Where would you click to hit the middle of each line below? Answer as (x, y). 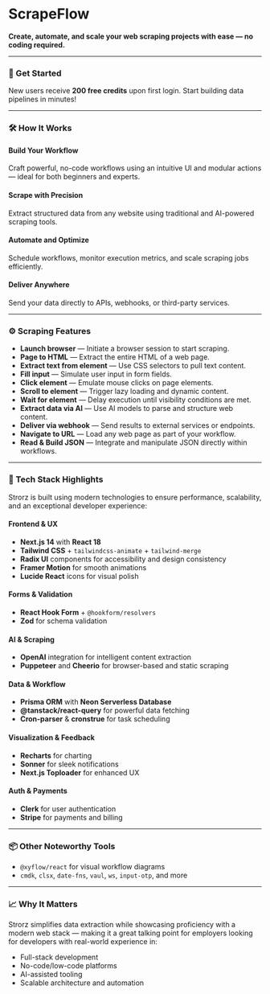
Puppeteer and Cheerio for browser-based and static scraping (124, 666)
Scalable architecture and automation (82, 983)
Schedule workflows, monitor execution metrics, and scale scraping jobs (129, 257)
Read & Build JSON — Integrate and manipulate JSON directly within (133, 442)
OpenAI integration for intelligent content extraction (105, 657)
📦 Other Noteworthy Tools (62, 846)
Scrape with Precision (46, 195)
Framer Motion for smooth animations (83, 567)
